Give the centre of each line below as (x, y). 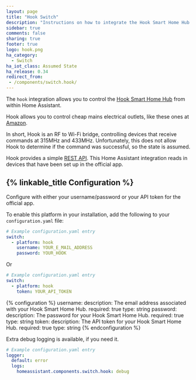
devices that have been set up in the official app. (65, 164)
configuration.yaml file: (35, 220)
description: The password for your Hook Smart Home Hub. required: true (95, 315)
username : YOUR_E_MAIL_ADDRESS (55, 248)
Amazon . (17, 123)
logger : (16, 355)
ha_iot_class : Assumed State (42, 66)
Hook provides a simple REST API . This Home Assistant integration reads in (97, 158)
